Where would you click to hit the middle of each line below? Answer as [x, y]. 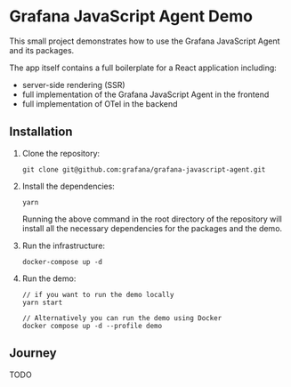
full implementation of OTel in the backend [100, 103]
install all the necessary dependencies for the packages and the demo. [152, 228]
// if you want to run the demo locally [98, 294]
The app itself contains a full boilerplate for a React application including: [143, 68]
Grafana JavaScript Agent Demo [131, 16]
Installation [41, 132]
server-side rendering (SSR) [74, 85]
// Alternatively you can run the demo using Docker [122, 318]
